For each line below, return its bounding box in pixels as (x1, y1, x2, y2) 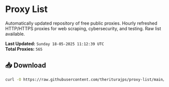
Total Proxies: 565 (5, 46, 43, 52)
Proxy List (5, 4, 48, 15)
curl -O (5, 77, 22, 82)
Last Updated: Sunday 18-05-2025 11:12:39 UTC (5, 40, 104, 46)
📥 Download (5, 61, 46, 70)
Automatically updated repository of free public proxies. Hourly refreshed (5, 20, 157, 26)
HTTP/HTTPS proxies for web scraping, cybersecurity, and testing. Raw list (5, 25, 161, 31)
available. (5, 31, 25, 37)
